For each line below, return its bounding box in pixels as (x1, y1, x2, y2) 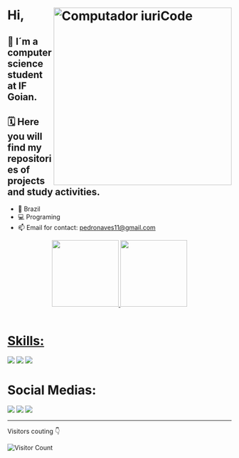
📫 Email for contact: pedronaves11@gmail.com (17, 224, 156, 232)
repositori (7, 153, 52, 165)
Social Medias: (7, 382, 97, 398)
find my (7, 141, 42, 153)
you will (7, 130, 43, 142)
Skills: (7, 332, 45, 349)
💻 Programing (17, 213, 60, 222)
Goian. (7, 91, 38, 103)
